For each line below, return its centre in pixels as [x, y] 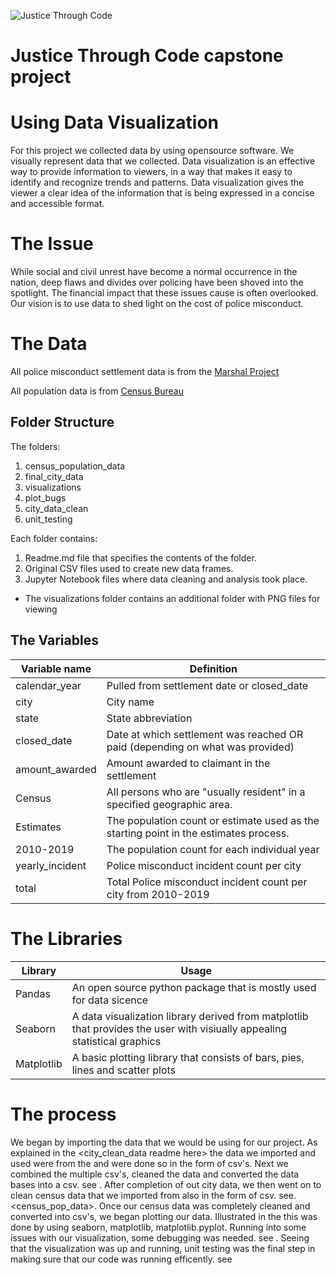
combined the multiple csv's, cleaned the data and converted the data [155, 1174]
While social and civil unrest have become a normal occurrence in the [154, 272]
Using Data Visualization [115, 122]
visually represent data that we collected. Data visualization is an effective [163, 161]
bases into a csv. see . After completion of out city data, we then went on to [166, 1184]
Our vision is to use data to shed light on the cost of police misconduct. [157, 304]
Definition [213, 668]
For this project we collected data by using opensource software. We [152, 151]
